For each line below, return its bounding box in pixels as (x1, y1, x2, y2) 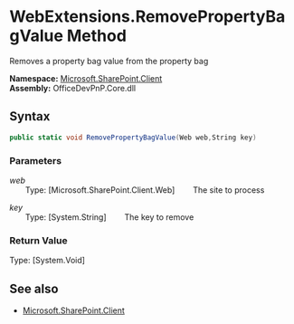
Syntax (9, 109, 51, 124)
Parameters (9, 154, 62, 167)
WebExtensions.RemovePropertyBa (9, 6, 286, 27)
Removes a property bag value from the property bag (9, 55, 209, 66)
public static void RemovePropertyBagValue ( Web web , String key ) (9, 133, 257, 142)
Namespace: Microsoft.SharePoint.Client (9, 72, 163, 83)
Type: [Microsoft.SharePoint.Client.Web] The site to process (25, 184, 265, 195)
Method (66, 25, 127, 46)
